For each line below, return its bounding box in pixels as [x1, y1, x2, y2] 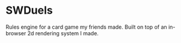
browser [5, 29, 26, 36]
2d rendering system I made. [27, 29, 99, 36]
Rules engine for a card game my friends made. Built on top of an [5, 23, 168, 30]
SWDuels [5, 4, 53, 17]
